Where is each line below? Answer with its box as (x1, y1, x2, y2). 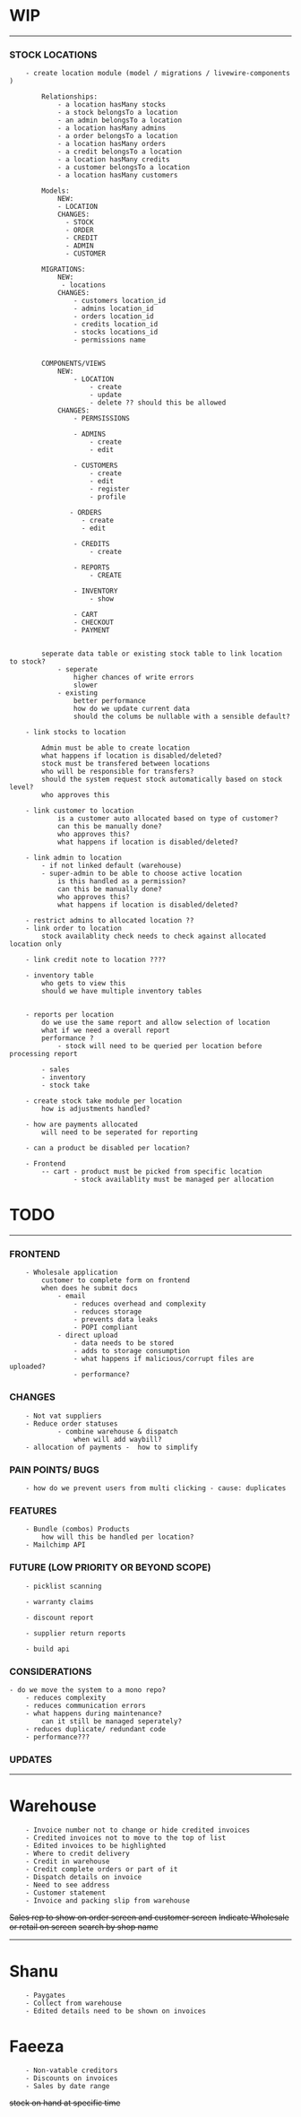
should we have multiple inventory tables (41, 987, 202, 996)
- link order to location (25, 924, 123, 933)
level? (9, 783, 34, 792)
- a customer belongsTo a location (56, 163, 191, 172)
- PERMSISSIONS (73, 414, 130, 423)
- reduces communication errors (25, 1701, 146, 1710)
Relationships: (41, 92, 99, 101)
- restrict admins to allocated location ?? (25, 916, 194, 925)
